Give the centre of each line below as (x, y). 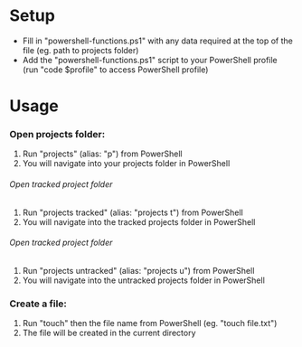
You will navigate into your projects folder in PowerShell (126, 164)
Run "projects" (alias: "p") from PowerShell (102, 154)
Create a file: (38, 304)
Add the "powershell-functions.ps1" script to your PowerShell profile (150, 60)
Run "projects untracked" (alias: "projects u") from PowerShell (138, 270)
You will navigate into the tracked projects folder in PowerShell (139, 221)
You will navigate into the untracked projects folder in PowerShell (143, 280)
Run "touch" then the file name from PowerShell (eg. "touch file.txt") (150, 324)
